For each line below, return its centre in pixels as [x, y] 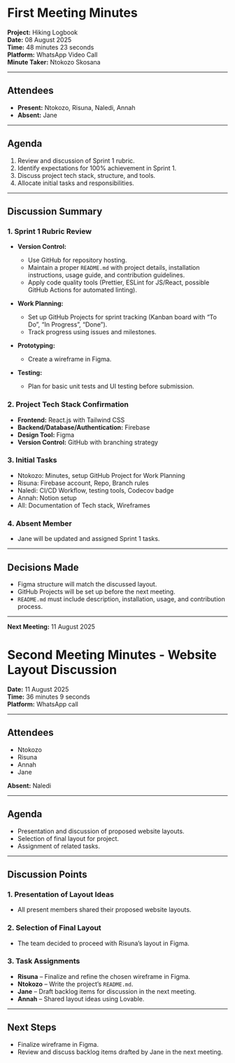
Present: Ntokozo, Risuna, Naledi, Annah [76, 107]
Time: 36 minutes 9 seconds [49, 697]
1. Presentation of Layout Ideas [60, 894]
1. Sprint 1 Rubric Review [50, 231]
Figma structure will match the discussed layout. [87, 584]
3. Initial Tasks [32, 460]
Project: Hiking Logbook [43, 32]
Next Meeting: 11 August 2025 [51, 626]
